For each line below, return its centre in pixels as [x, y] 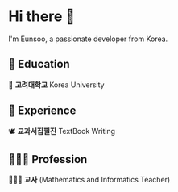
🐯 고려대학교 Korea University [56, 85]
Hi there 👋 [41, 17]
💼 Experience [42, 111]
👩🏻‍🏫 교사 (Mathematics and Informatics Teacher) [89, 180]
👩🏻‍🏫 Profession [48, 159]
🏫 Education [39, 64]
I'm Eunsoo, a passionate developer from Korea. [88, 39]
